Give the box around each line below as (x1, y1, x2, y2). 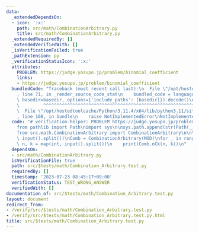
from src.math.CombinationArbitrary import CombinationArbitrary (17, 130, 182, 136)
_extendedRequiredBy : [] (11, 36, 73, 42)
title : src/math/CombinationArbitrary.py (17, 31, 120, 37)
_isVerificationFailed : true (11, 47, 84, 53)
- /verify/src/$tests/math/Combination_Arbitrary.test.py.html (6, 213, 166, 219)
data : (6, 8, 20, 15)
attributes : (11, 63, 41, 70)
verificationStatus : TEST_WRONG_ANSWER (11, 180, 110, 186)
